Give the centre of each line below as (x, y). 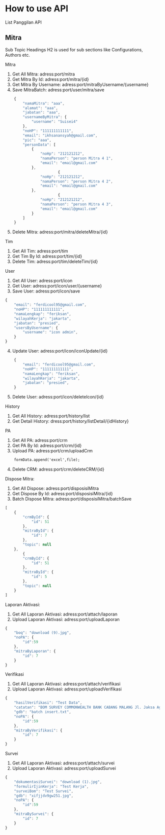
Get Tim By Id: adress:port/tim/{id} (47, 256)
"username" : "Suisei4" (55, 122)
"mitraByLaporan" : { (35, 651)
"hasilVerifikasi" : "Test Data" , (48, 703)
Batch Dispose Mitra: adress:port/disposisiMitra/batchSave (72, 499)
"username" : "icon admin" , (50, 332)
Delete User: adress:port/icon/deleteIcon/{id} (58, 397)
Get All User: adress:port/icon (42, 281)
